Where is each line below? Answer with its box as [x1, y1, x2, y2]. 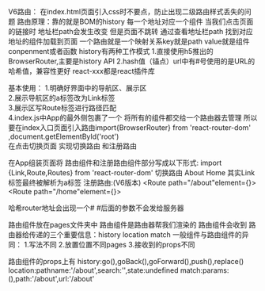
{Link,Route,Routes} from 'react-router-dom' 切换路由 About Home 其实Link [8, 168, 256, 177]
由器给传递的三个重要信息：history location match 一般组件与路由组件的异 [8, 230, 249, 239]
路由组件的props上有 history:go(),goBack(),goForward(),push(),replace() [8, 257, 244, 266]
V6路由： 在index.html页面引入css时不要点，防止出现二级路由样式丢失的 [8, 7, 245, 16]
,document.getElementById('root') [8, 132, 119, 141]
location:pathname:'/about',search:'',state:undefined [8, 266, 180, 275]
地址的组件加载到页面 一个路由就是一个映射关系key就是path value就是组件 [8, 36, 250, 46]
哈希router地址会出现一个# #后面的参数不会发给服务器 [8, 203, 184, 213]
